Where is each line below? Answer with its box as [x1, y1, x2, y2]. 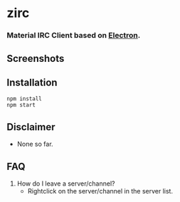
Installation [6, 76, 58, 88]
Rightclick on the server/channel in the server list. [27, 186, 174, 195]
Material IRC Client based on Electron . [6, 31, 141, 41]
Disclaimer [6, 121, 55, 133]
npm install [6, 95, 42, 102]
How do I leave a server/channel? [16, 179, 115, 188]
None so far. [16, 140, 54, 149]
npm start [6, 102, 36, 109]
